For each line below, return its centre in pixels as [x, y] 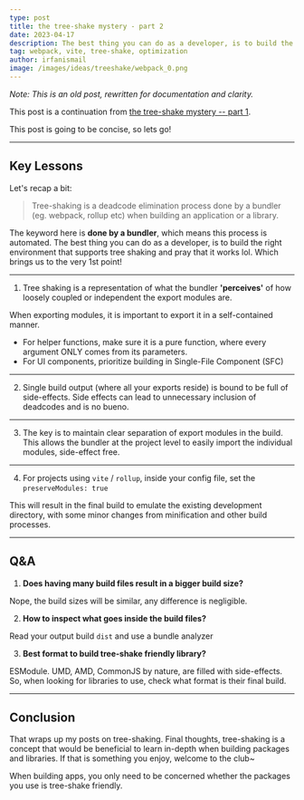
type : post [30, 18]
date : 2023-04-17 [42, 34]
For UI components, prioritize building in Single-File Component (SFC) [153, 361]
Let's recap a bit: [41, 188]
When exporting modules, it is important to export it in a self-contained [141, 314]
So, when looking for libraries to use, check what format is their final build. [148, 680]
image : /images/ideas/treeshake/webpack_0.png [99, 69]
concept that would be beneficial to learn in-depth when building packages [149, 749]
